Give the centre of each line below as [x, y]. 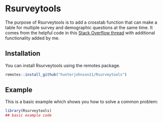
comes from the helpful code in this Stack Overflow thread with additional [80, 33]
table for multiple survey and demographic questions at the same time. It [79, 27]
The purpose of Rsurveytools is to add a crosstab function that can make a [81, 22]
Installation [23, 54]
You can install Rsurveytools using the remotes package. [63, 65]
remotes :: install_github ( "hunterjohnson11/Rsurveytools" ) [66, 75]
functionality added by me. [32, 38]
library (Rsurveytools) [28, 111]
